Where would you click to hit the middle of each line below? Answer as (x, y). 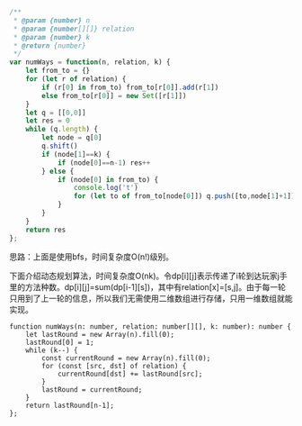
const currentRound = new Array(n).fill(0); (126, 358)
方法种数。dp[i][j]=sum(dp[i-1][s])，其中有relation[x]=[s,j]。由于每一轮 (155, 286)
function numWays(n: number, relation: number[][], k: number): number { (151, 326)
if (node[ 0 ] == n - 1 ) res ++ (104, 163)
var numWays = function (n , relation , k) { (90, 62)
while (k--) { (52, 350)
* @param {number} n (52, 20)
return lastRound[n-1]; (70, 405)
